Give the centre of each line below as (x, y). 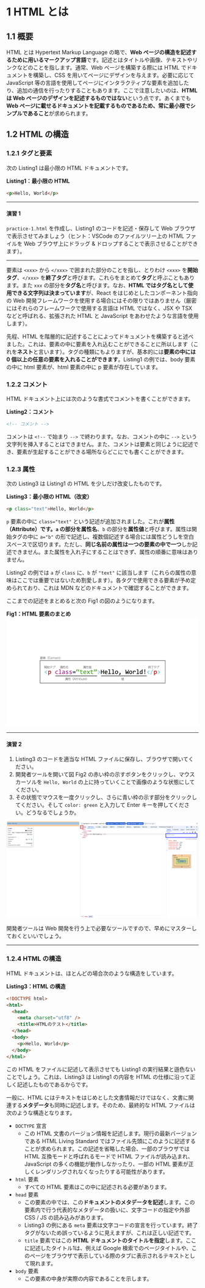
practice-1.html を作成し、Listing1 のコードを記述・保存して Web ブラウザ (101, 228)
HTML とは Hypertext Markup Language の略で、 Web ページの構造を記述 (99, 52)
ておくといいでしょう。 (36, 936)
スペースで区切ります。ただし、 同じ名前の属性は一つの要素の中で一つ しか (99, 545)
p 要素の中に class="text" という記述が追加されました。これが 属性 (91, 521)
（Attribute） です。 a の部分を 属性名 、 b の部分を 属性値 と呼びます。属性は (99, 529)
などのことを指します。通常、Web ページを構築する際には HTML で (102, 68)
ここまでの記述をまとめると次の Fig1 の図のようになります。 (82, 601)
